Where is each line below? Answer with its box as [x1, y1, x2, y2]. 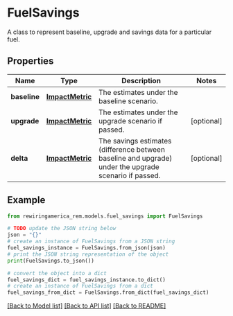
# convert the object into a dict [7, 270, 107, 276]
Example [7, 194, 46, 206]
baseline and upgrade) [98, 153, 173, 163]
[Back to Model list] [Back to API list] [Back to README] [7, 301, 166, 310]
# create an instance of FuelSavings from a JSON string [7, 238, 175, 245]
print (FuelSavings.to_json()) [7, 257, 95, 264]
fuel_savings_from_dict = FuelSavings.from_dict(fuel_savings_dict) [7, 289, 209, 296]
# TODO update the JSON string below [7, 225, 116, 232]
